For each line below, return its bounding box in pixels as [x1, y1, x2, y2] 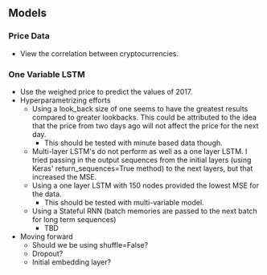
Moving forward [19, 232, 74, 241]
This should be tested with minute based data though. [43, 138, 223, 148]
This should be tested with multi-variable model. [43, 197, 204, 207]
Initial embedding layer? [31, 257, 111, 267]
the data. [31, 188, 62, 199]
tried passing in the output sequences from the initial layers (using [31, 155, 252, 164]
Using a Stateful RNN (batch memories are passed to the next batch [31, 206, 257, 216]
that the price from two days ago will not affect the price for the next [31, 120, 259, 131]
